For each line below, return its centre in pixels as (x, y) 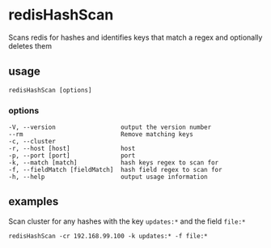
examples (34, 201)
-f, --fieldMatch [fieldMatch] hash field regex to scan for (115, 170)
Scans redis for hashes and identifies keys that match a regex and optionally (135, 37)
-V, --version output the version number (110, 127)
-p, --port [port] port (72, 156)
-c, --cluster (32, 142)
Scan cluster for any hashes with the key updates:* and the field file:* (127, 221)
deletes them (30, 45)
